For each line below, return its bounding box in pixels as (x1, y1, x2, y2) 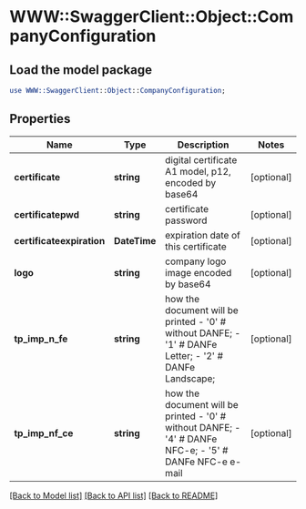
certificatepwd (14, 208, 80, 220)
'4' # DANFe (165, 433, 218, 445)
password (165, 214, 208, 227)
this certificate (165, 239, 228, 252)
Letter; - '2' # (165, 349, 224, 361)
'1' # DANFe (165, 338, 218, 351)
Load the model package (9, 62, 153, 77)
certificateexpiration (14, 234, 106, 247)
